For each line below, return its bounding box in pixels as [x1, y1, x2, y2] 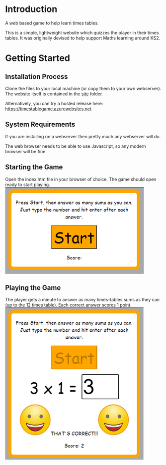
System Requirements [5, 120, 76, 129]
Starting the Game [5, 163, 63, 172]
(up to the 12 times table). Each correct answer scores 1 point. [5, 302, 132, 308]
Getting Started [5, 52, 71, 64]
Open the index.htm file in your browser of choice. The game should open [5, 176, 157, 182]
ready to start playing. [5, 181, 51, 188]
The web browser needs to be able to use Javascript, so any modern [5, 143, 146, 149]
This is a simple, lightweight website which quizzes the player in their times [5, 29, 159, 35]
